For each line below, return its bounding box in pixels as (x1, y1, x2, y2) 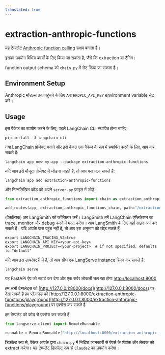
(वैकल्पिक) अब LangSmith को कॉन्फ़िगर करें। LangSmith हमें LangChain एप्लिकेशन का (5, 214, 154, 220)
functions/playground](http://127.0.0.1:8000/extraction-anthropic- (5, 296, 137, 302)
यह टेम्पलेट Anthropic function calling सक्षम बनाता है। (5, 45, 101, 51)
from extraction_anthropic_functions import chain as (5, 197, 118, 201)
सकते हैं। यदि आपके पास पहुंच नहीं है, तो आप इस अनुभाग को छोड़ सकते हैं (5, 225, 120, 231)
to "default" (5, 248, 32, 253)
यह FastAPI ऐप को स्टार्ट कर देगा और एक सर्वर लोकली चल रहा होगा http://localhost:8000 (5, 275, 157, 281)
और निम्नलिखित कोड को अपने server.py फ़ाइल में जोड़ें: (5, 187, 96, 193)
